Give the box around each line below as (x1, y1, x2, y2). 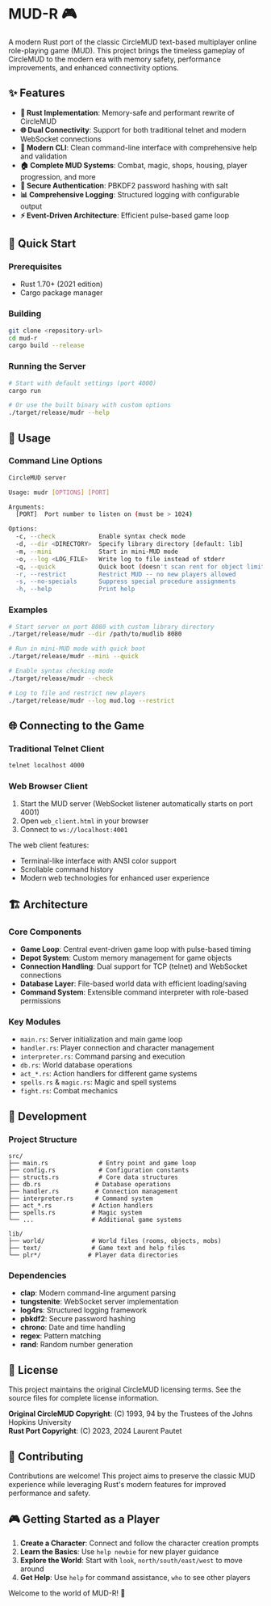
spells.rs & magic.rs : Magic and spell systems (19, 1077, 177, 1087)
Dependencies (8, 1270, 67, 1281)
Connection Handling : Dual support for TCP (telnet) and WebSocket (19, 961, 248, 971)
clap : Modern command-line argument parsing (19, 1288, 176, 1298)
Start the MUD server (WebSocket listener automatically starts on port (19, 799, 253, 809)
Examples (8, 604, 48, 615)
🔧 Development (8, 1109, 87, 1123)
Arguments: (8, 503, 45, 511)
